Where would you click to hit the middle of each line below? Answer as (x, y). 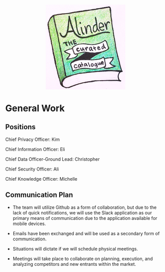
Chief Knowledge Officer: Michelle (41, 179)
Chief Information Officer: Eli (35, 149)
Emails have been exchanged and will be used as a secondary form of (86, 233)
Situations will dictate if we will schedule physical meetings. (75, 249)
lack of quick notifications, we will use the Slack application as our (82, 213)
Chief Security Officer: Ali (32, 169)
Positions (20, 127)
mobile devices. (29, 224)
